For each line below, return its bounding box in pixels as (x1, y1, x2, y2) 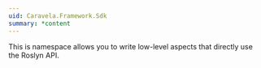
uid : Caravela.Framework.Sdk (8, 11, 107, 20)
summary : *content (8, 19, 71, 28)
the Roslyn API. (8, 50, 59, 60)
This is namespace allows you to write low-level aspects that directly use (8, 41, 254, 51)
